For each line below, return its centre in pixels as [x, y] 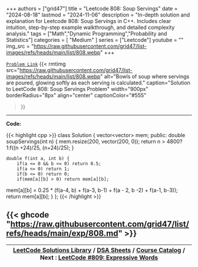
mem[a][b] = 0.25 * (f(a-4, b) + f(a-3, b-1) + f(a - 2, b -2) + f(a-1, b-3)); [92, 190]
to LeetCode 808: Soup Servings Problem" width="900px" [77, 89]
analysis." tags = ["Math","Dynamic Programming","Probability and [87, 34]
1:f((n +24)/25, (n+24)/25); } [40, 148]
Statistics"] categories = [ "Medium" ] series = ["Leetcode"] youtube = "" [95, 40]
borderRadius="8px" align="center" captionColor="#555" [76, 95]
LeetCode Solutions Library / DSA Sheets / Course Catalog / [99, 250]
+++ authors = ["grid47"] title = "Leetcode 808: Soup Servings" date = [92, 9]
